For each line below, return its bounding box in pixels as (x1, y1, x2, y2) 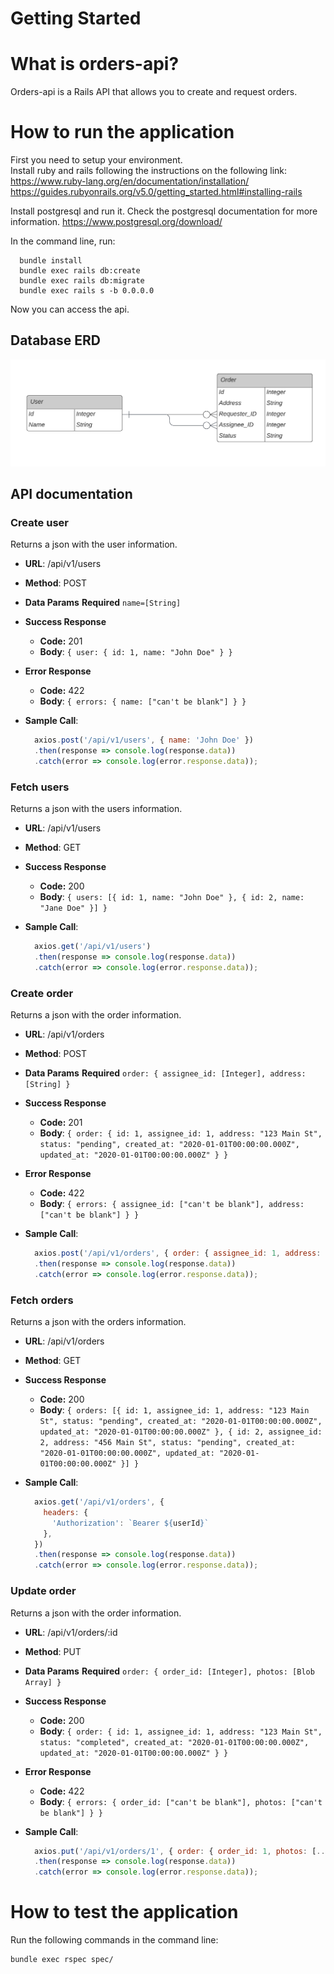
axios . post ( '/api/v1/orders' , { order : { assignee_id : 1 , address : (34, 1248, 322, 1259)
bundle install (19, 256, 83, 266)
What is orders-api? (10, 53, 180, 76)
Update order (10, 1584, 77, 1598)
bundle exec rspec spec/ (10, 1955, 114, 1965)
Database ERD (10, 332, 101, 349)
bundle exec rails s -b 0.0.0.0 (19, 286, 155, 296)
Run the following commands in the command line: (10, 1934, 219, 1946)
